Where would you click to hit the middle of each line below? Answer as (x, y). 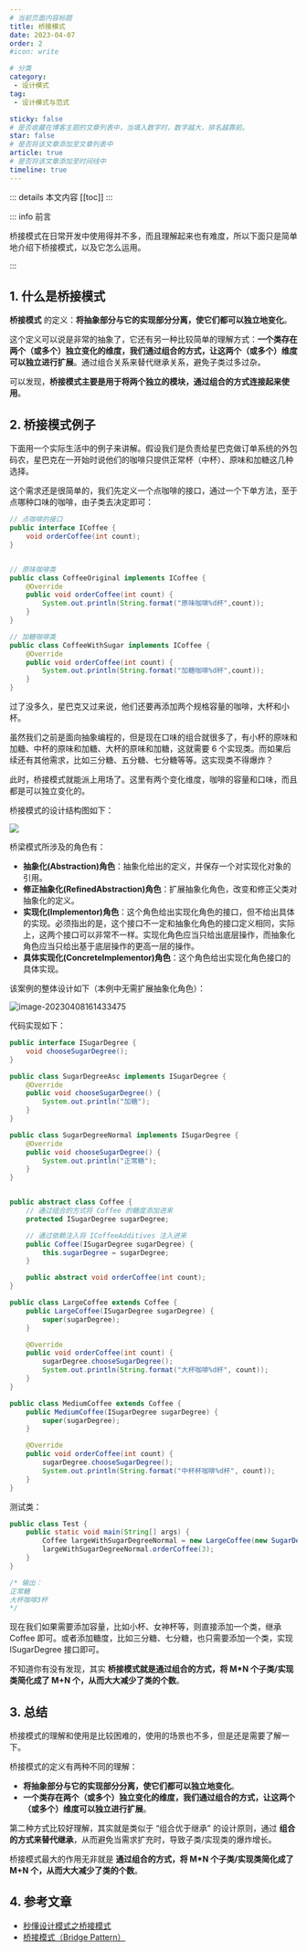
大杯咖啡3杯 (29, 1599)
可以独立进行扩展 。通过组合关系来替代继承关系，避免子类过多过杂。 (138, 363)
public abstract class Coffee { (71, 1202)
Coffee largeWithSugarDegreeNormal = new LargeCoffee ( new (155, 1541)
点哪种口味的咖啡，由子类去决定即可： (81, 502)
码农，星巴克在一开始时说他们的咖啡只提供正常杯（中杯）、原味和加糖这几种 (152, 460)
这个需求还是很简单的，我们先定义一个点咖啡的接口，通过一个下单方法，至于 (153, 491)
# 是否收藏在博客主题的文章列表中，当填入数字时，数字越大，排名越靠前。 (129, 127)
